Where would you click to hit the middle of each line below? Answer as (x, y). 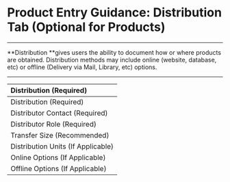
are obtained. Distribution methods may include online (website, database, (112, 60)
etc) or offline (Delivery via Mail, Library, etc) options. (82, 67)
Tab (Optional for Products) (86, 27)
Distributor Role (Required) (54, 124)
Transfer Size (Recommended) (60, 135)
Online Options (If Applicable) (58, 157)
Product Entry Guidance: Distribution (115, 13)
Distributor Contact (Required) (59, 113)
